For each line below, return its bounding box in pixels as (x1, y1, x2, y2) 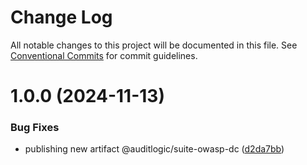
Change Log (10, 6, 113, 29)
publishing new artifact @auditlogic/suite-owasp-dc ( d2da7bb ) (24, 143, 285, 155)
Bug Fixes (10, 121, 60, 135)
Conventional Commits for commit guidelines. (10, 49, 198, 61)
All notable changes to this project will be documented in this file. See (10, 39, 298, 51)
